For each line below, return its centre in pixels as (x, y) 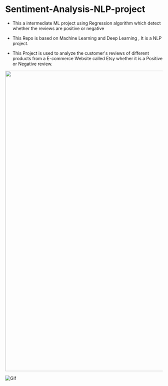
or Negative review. (32, 64)
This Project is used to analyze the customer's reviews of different (80, 53)
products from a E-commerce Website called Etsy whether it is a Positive (87, 58)
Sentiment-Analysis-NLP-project (75, 9)
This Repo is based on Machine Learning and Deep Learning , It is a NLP (87, 38)
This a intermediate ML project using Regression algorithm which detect (86, 23)
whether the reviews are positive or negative (58, 28)
